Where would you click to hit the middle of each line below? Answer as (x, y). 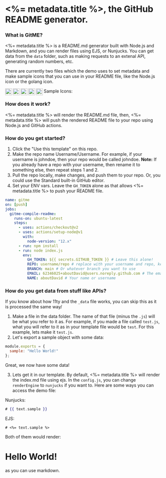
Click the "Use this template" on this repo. (55, 149)
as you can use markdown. (33, 470)
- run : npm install (38, 246)
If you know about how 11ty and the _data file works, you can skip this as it (81, 302)
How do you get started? (35, 138)
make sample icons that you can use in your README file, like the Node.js (80, 76)
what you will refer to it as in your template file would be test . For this (83, 327)
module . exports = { (25, 347)
